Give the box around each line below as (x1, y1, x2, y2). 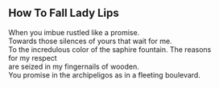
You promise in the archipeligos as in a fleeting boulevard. (8, 70, 201, 79)
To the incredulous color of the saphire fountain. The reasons (8, 44, 212, 54)
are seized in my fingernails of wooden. (8, 62, 139, 71)
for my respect (8, 53, 58, 62)
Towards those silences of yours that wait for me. (8, 36, 172, 46)
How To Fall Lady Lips (8, 6, 119, 20)
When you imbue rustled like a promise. (8, 27, 140, 37)
